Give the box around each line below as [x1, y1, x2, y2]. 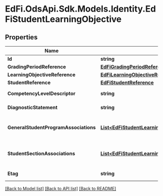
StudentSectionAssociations [7, 150, 75, 157]
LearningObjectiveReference [7, 71, 76, 78]
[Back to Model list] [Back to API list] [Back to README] [5, 186, 116, 191]
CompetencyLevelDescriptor [7, 90, 76, 97]
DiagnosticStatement [7, 104, 58, 111]
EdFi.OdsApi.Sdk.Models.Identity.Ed [5, 3, 156, 15]
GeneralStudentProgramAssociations [7, 124, 96, 131]
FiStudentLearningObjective [5, 14, 122, 25]
